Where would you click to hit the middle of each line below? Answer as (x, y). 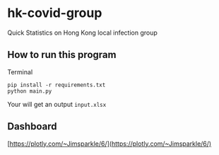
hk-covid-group (55, 13)
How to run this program (62, 55)
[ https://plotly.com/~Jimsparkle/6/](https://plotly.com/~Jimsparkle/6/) (109, 144)
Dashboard (32, 126)
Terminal (20, 71)
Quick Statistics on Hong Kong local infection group (82, 33)
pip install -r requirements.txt (57, 85)
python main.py (30, 91)
